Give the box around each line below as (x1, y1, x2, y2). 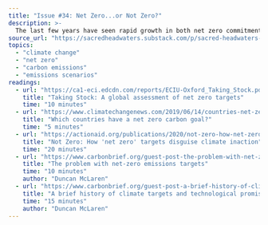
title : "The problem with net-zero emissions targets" (22, 160, 209, 168)
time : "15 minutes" (22, 197, 88, 205)
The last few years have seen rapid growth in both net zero (15, 26, 223, 34)
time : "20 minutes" (22, 145, 88, 153)
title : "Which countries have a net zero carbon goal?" (22, 116, 213, 124)
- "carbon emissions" (15, 64, 88, 72)
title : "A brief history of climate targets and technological (22, 189, 238, 198)
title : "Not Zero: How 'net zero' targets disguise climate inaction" (22, 137, 262, 146)
